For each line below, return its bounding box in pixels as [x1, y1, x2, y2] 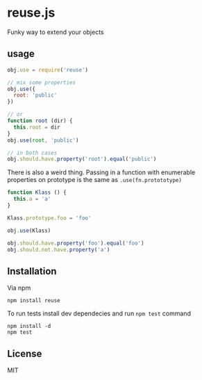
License [7, 347, 42, 359]
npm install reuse [7, 297, 60, 304]
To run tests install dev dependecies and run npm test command [7, 309, 191, 317]
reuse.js [7, 5, 56, 21]
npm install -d [7, 323, 51, 330]
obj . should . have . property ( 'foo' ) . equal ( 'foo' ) [7, 240, 144, 247]
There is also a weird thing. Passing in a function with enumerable [7, 168, 196, 176]
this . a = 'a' [13, 196, 51, 203]
